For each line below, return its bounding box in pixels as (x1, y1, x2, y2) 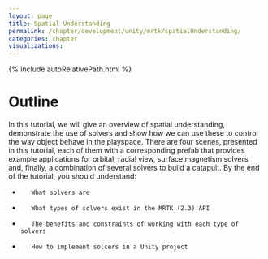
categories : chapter (8, 34, 79, 43)
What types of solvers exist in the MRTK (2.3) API (31, 205, 210, 213)
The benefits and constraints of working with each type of (31, 220, 240, 228)
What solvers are (31, 188, 90, 197)
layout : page (8, 11, 53, 20)
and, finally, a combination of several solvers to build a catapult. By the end (8, 163, 260, 173)
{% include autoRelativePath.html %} (8, 64, 132, 74)
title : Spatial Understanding (8, 19, 111, 28)
